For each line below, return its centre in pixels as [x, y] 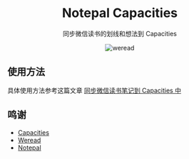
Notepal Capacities [120, 13]
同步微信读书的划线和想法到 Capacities [120, 33]
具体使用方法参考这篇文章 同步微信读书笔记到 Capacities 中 [94, 90]
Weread [29, 140]
